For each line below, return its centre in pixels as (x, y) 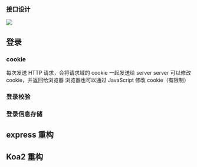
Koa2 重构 (24, 157)
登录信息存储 (24, 114)
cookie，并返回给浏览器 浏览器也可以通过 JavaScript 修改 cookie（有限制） (98, 80)
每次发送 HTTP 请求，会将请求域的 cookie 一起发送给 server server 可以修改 (99, 72)
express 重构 (30, 135)
